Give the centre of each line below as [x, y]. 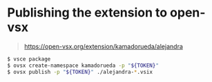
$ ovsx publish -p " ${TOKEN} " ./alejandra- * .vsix [80, 72]
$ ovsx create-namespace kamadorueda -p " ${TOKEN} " [83, 65]
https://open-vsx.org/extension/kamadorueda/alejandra [103, 46]
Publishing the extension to [87, 13]
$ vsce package [29, 59]
